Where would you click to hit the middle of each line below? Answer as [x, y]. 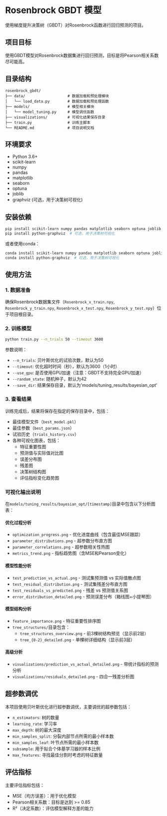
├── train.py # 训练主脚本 [48, 122]
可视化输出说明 [23, 492]
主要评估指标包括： [25, 785]
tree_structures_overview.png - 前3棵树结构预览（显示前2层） [84, 633]
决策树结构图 [33, 471]
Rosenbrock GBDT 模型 [53, 10]
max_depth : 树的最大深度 [37, 730]
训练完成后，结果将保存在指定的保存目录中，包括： [57, 411]
